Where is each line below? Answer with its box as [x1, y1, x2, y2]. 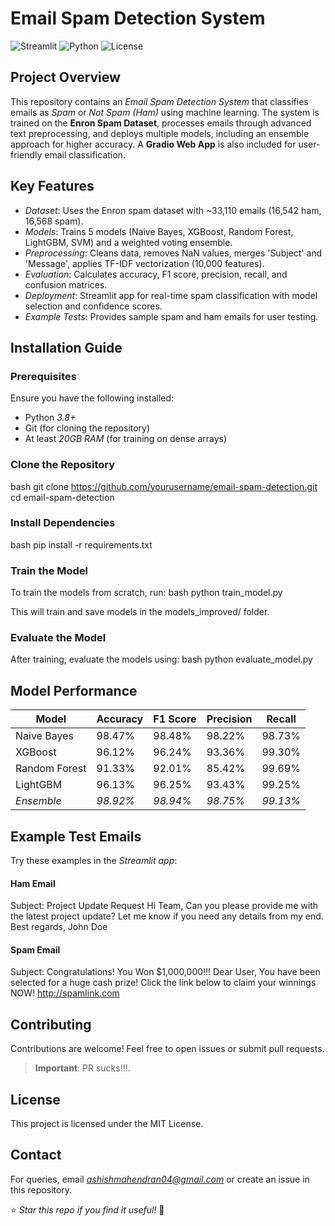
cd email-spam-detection [10, 491, 115, 503]
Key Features [10, 178, 95, 195]
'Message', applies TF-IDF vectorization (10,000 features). [24, 257, 265, 269]
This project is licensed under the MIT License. [10, 1118, 204, 1130]
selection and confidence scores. [24, 300, 163, 312]
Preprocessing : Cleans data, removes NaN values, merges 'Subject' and [24, 247, 323, 259]
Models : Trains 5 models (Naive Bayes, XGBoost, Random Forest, [24, 225, 294, 237]
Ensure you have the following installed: [10, 392, 175, 404]
